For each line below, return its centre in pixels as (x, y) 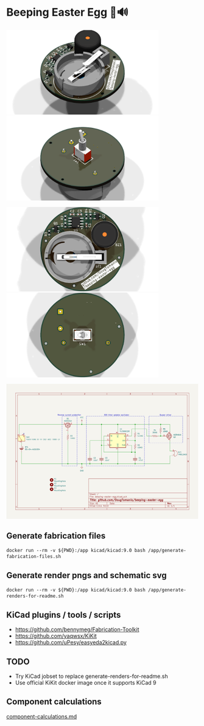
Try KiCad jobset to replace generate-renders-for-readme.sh (92, 676)
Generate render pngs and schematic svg (86, 575)
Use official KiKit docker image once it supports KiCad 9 (86, 682)
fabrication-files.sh (34, 557)
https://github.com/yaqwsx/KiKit (56, 636)
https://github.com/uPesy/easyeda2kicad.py (71, 643)
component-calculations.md (42, 716)
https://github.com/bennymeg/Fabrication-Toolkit (77, 630)
